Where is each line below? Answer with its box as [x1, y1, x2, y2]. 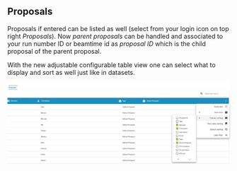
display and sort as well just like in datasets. [7, 68, 136, 76]
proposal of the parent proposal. [7, 47, 102, 55]
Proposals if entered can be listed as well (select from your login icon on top [7, 24, 229, 33]
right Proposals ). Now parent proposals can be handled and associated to [7, 32, 224, 40]
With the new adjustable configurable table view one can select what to [7, 60, 216, 69]
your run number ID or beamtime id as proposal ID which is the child [7, 39, 207, 48]
